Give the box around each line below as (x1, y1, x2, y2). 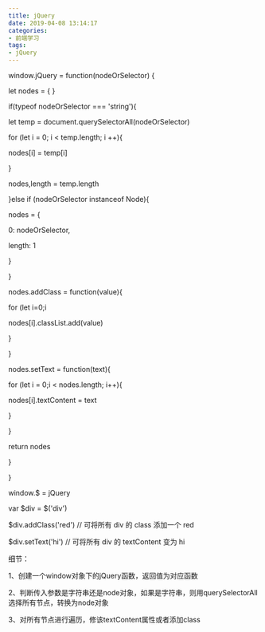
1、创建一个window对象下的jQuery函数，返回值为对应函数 (8, 571, 198, 580)
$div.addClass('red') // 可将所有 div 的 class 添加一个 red (8, 520, 195, 529)
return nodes (8, 442, 51, 451)
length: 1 (8, 241, 36, 250)
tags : (8, 41, 26, 49)
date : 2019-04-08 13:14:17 (8, 19, 98, 27)
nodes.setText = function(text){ (8, 365, 111, 373)
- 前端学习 (8, 34, 40, 42)
